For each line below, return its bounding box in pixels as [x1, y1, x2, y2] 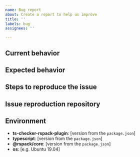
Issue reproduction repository [5, 99, 100, 108]
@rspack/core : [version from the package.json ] [12, 140, 111, 146]
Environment [5, 117, 46, 125]
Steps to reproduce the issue [5, 83, 97, 91]
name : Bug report [5, 7, 41, 12]
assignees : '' [5, 26, 35, 31]
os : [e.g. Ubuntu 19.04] [12, 146, 60, 152]
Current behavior [5, 48, 60, 57]
